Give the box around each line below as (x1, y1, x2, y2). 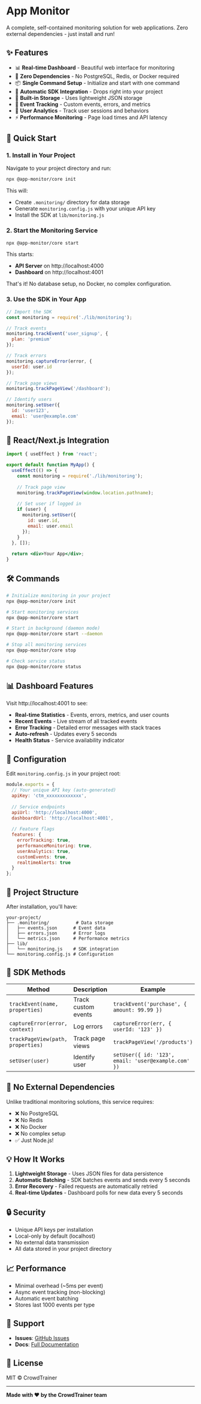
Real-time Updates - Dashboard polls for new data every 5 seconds (14, 1189, 184, 1196)
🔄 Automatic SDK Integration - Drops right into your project (14, 88, 163, 95)
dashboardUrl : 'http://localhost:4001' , (11, 815, 114, 821)
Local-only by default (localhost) (14, 1232, 96, 1239)
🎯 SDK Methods (6, 967, 66, 977)
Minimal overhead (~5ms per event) (14, 1282, 103, 1290)
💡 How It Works (6, 1154, 65, 1164)
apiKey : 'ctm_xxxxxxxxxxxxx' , (11, 793, 87, 799)
